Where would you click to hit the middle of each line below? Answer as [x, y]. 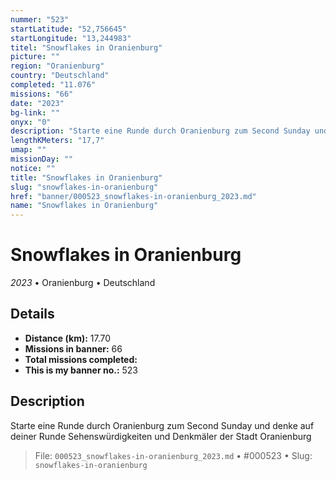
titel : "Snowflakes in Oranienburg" [86, 47]
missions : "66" [42, 94]
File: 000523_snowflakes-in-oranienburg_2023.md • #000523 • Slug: [173, 455]
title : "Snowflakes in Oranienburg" [86, 177]
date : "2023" [37, 103]
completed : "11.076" [53, 85]
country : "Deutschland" [60, 76]
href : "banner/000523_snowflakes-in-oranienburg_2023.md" [133, 196]
